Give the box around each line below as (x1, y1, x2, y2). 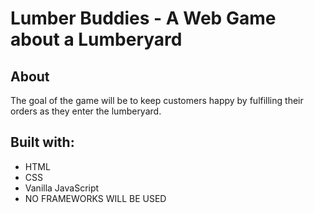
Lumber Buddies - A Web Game (10, 7, 277, 30)
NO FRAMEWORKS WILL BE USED (24, 192, 167, 204)
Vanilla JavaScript (24, 182, 100, 194)
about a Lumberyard (10, 28, 183, 51)
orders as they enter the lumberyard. (10, 105, 162, 117)
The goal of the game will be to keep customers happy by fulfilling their (10, 95, 304, 106)
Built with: (10, 134, 75, 151)
